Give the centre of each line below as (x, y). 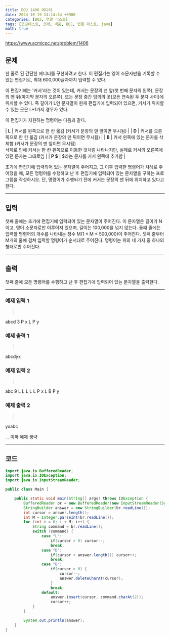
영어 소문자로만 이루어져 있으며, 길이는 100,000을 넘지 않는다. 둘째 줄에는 (88, 227)
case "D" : (52, 550)
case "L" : (52, 536)
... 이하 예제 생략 (22, 437)
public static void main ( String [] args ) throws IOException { (81, 498)
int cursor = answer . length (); (56, 513)
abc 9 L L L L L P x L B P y (32, 391)
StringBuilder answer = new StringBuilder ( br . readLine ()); (87, 508)
